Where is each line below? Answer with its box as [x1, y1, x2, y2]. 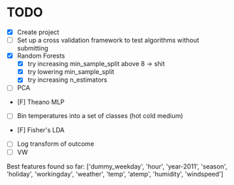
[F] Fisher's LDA [16, 126, 65, 134]
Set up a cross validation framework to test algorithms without [16, 36, 200, 44]
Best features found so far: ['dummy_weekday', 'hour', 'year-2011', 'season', [6, 162, 228, 171]
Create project [16, 28, 60, 36]
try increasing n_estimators [27, 75, 107, 84]
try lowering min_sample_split [27, 68, 115, 76]
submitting [16, 44, 49, 53]
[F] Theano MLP [16, 97, 65, 107]
